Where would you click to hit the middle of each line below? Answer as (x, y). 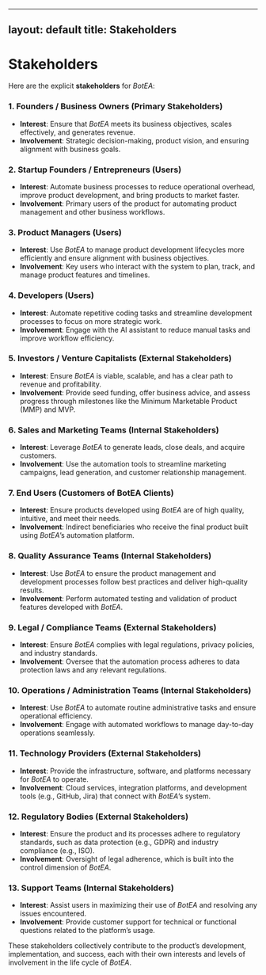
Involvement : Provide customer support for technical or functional (128, 922)
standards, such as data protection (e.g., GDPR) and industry (119, 842)
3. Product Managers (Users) (65, 232)
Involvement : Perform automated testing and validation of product (128, 598)
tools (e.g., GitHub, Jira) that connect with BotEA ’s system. (115, 796)
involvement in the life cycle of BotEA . (70, 962)
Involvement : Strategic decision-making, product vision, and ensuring (134, 140)
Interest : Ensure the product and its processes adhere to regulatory (130, 833)
